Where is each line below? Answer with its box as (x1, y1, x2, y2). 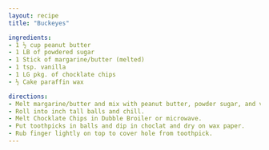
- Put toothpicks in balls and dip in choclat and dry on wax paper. (8, 122, 246, 130)
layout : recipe (8, 11, 59, 20)
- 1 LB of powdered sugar (8, 49, 94, 57)
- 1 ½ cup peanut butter (8, 41, 91, 49)
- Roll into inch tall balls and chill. (8, 107, 146, 116)
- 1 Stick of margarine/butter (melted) (8, 56, 146, 64)
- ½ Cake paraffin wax (8, 77, 84, 86)
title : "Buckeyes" (8, 19, 70, 27)
